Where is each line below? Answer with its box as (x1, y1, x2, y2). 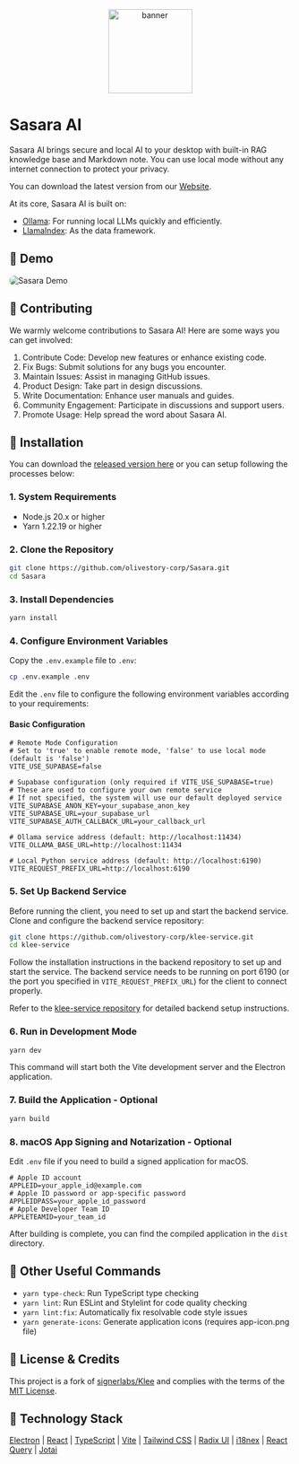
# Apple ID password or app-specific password (9, 1188, 186, 1197)
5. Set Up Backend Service (9, 885, 127, 898)
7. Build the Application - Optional (9, 1094, 158, 1107)
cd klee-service (9, 941, 70, 950)
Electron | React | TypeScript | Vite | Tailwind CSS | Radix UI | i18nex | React (9, 1435, 288, 1446)
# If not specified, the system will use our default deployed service (9, 793, 282, 802)
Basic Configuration (9, 718, 86, 730)
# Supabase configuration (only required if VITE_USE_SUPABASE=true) (9, 778, 275, 787)
